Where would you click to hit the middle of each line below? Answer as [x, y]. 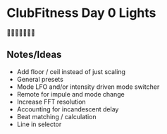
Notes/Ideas [34, 55]
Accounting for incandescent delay [68, 109]
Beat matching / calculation [56, 116]
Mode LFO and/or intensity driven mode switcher [88, 87]
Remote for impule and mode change [70, 94]
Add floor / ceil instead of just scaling [71, 71]
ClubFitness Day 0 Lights [81, 13]
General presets [40, 79]
